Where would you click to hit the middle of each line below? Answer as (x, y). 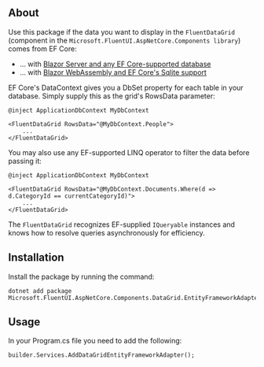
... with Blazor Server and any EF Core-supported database (115, 64)
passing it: (25, 161)
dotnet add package (40, 291)
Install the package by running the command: (81, 276)
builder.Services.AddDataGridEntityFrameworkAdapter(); (101, 355)
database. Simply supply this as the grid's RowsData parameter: (112, 96)
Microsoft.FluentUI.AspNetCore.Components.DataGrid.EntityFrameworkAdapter (135, 298)
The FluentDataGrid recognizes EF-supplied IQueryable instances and (122, 224)
